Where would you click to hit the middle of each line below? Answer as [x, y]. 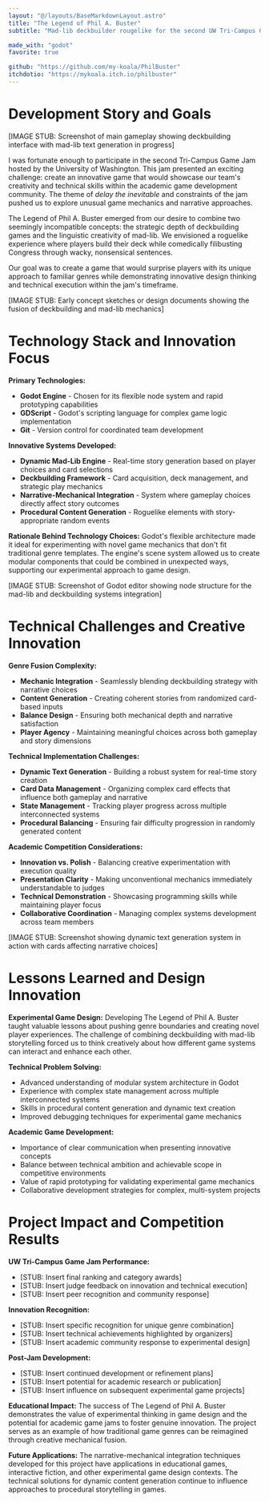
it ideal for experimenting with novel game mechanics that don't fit [118, 544]
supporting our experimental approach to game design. [99, 570]
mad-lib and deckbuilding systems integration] [85, 594]
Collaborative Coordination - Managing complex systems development [138, 913]
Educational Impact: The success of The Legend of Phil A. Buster [117, 1405]
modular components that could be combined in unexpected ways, [119, 561]
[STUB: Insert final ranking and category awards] [101, 1277]
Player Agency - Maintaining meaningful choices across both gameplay [139, 732]
